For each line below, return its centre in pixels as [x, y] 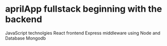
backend [24, 19]
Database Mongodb [25, 38]
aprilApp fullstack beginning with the [83, 9]
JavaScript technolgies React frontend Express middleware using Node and [83, 33]
